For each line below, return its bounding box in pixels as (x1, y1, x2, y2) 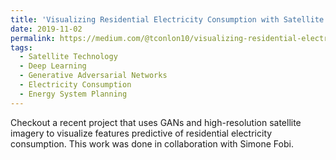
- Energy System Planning (19, 89, 128, 99)
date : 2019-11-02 (10, 24, 83, 34)
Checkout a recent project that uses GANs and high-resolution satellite (10, 116, 302, 128)
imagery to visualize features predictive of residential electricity (10, 127, 273, 139)
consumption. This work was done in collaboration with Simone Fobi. (10, 137, 294, 150)
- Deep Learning (19, 61, 87, 71)
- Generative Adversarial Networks (19, 71, 168, 81)
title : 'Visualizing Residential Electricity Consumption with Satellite (10, 14, 325, 25)
